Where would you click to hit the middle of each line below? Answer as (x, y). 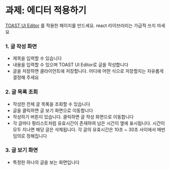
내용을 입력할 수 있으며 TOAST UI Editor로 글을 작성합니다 (70, 65)
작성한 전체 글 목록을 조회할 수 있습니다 (51, 104)
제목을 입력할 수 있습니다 (37, 59)
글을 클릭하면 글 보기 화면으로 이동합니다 (53, 110)
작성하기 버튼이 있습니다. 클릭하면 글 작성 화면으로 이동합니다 (73, 117)
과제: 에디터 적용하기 (46, 10)
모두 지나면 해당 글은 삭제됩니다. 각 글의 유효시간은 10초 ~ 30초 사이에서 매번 (89, 129)
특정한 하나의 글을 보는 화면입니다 (46, 162)
